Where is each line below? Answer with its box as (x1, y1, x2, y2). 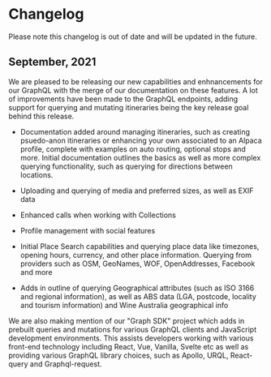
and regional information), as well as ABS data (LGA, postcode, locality (19, 291, 257, 301)
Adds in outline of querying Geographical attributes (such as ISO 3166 (19, 283, 255, 293)
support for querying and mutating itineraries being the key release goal (8, 102, 249, 112)
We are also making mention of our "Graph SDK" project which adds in (8, 315, 245, 325)
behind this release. (8, 111, 75, 121)
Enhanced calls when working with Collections (19, 210, 176, 220)
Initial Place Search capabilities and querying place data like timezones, (19, 241, 260, 251)
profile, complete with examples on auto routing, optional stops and (19, 144, 246, 154)
